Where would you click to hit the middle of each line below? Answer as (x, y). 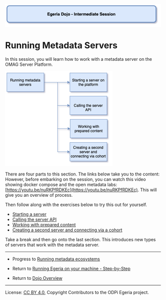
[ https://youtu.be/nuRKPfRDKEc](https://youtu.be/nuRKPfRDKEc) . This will (81, 190)
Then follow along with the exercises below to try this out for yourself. (76, 205)
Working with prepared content (44, 225)
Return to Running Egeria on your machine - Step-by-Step (71, 269)
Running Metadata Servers (61, 45)
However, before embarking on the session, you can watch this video (76, 179)
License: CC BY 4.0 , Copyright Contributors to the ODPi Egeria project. (77, 292)
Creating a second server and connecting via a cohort (67, 230)
